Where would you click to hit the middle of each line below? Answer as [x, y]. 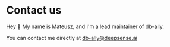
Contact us [34, 10]
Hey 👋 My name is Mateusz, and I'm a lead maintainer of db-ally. [85, 26]
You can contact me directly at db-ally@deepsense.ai [72, 38]
